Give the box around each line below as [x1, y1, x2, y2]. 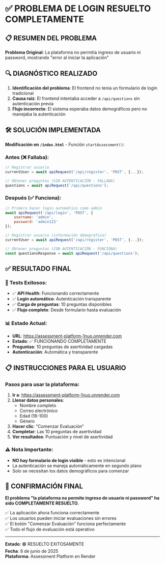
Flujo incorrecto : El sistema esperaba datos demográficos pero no [12, 106, 147, 112]
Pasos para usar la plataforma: [5, 381, 80, 387]
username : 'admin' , [14, 215, 54, 220]
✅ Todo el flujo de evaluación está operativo [5, 527, 95, 533]
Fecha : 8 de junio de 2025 [5, 548, 59, 554]
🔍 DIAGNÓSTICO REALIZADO [5, 69, 98, 78]
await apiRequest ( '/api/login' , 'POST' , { [5, 210, 93, 215]
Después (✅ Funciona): [5, 195, 61, 202]
